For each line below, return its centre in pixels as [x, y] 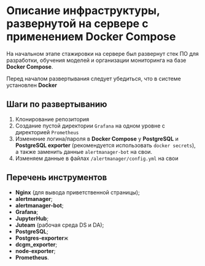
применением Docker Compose [91, 37]
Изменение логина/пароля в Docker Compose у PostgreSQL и [97, 139]
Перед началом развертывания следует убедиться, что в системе [94, 78]
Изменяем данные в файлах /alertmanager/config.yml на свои [97, 158]
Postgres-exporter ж [42, 238]
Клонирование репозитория [52, 119]
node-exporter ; [35, 251]
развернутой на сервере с [77, 24]
